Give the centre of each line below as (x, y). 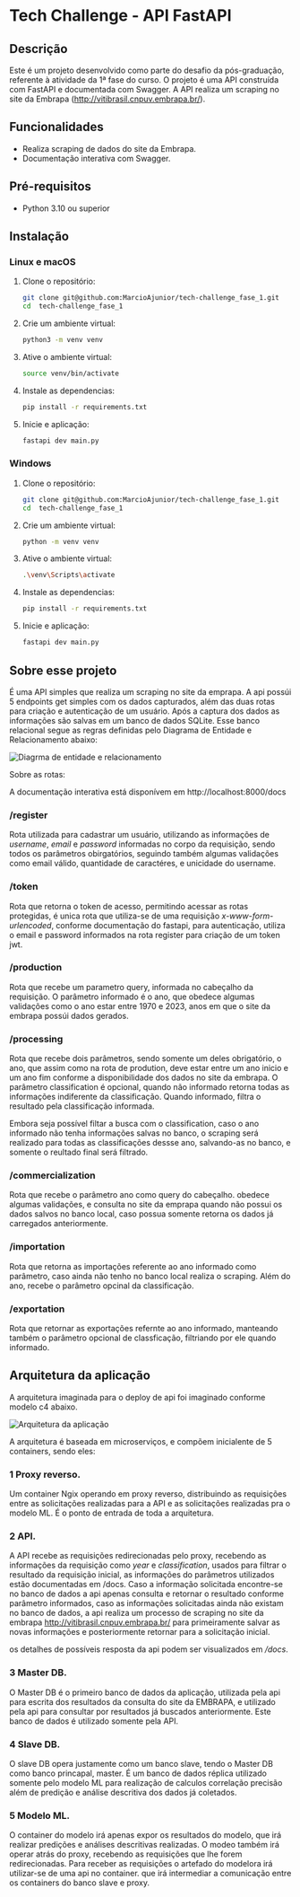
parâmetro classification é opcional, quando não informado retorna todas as (150, 1087)
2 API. (23, 1536)
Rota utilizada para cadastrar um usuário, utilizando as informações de (140, 835)
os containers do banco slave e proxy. (80, 1883)
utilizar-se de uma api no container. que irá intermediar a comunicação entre (150, 1874)
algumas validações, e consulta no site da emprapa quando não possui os (146, 1205)
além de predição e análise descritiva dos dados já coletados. (123, 1792)
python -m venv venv (60, 541)
